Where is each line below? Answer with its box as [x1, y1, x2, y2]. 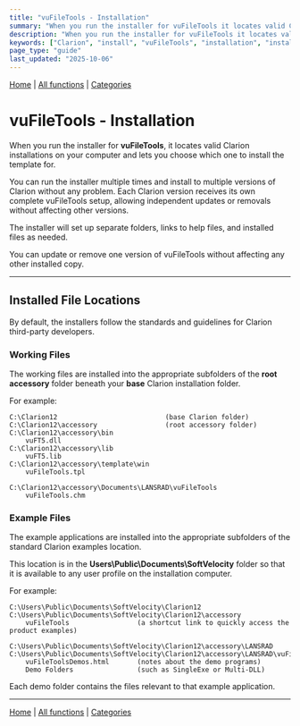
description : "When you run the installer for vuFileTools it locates [9, 30, 278, 38]
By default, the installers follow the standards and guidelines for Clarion [9, 317, 272, 327]
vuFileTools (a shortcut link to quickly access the [25, 619, 290, 628]
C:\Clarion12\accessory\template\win [9, 460, 150, 469]
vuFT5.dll [25, 436, 62, 445]
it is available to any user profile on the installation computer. [9, 569, 233, 579]
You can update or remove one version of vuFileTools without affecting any [9, 249, 286, 259]
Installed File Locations [9, 292, 141, 308]
